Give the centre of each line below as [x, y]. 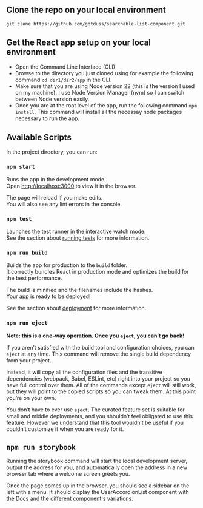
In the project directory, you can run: [52, 152]
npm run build [27, 252]
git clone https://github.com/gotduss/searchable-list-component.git [96, 24]
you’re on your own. [31, 398]
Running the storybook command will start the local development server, [97, 461]
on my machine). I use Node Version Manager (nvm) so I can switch [100, 92]
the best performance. [34, 278]
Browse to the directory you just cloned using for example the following [104, 73]
